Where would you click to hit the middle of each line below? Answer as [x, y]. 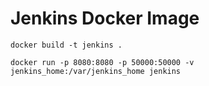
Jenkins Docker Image [105, 18]
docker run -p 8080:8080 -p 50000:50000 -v [102, 62]
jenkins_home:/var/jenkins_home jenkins [96, 71]
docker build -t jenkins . [66, 45]
